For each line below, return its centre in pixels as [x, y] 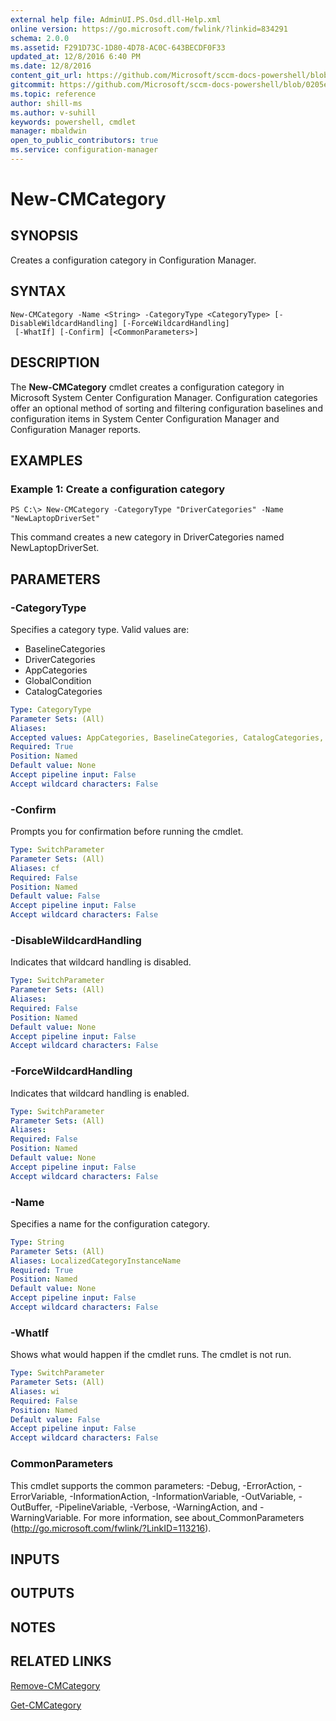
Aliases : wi [35, 1391]
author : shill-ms [46, 103]
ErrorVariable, [39, 1496]
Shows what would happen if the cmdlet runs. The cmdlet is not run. [151, 1355]
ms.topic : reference [53, 94]
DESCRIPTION [55, 362]
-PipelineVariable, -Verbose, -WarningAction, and [156, 1507]
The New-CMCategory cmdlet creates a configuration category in [147, 387]
